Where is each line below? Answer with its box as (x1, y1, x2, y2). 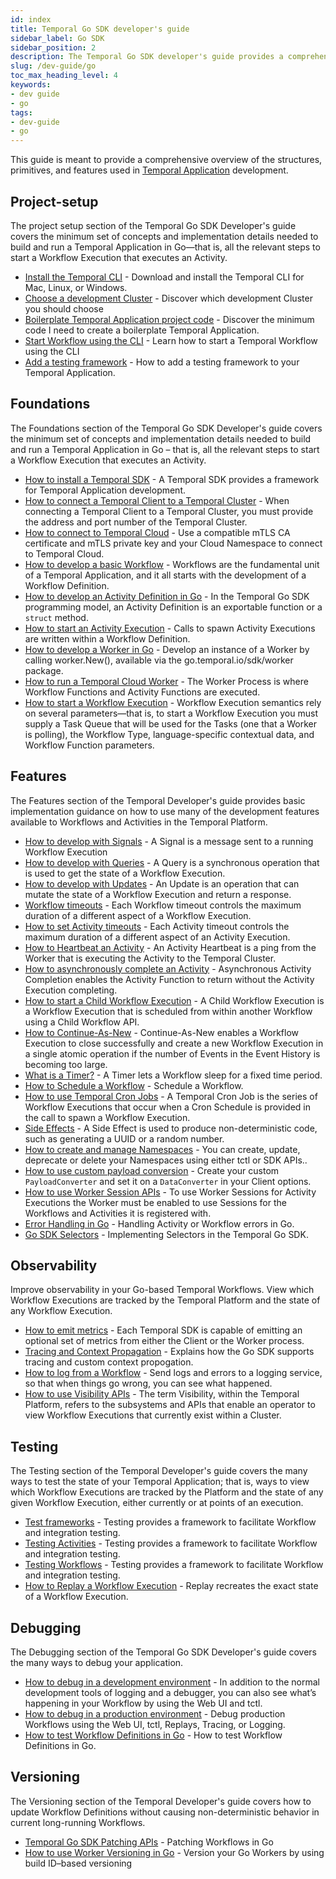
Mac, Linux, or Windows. (24, 281, 128, 293)
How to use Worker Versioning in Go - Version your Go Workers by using (24, 1846, 325, 1858)
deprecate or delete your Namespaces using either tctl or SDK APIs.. (24, 1154, 308, 1166)
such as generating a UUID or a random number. (24, 1132, 225, 1145)
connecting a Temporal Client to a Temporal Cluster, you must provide (24, 505, 314, 517)
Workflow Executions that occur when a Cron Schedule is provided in (24, 1101, 311, 1113)
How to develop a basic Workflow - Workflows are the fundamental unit (24, 558, 320, 570)
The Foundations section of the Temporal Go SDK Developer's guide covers (10, 422, 323, 434)
